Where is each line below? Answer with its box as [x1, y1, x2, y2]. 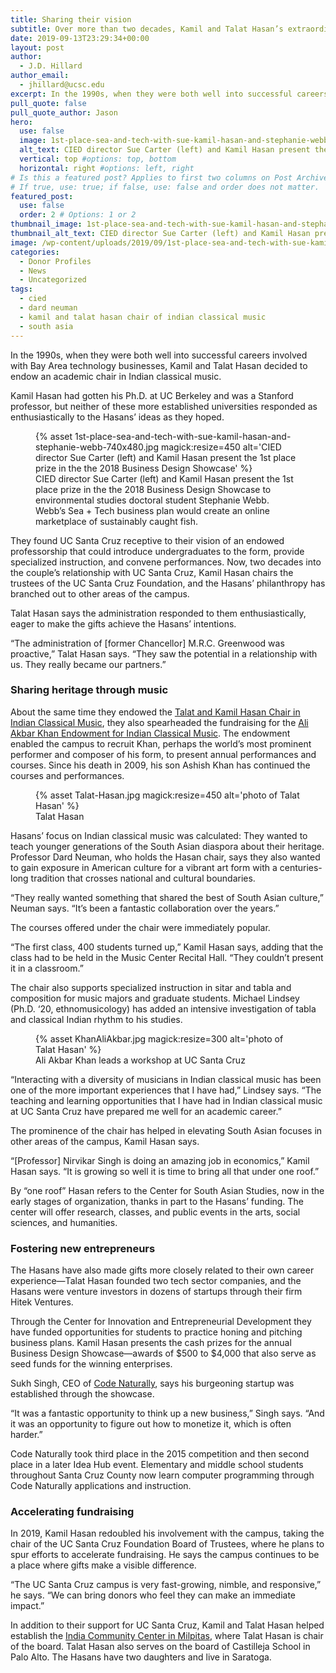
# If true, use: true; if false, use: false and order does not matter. [10, 182, 320, 192]
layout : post [10, 42, 65, 53]
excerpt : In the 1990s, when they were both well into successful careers [10, 89, 329, 99]
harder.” [10, 1429, 43, 1441]
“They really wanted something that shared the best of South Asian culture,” [10, 891, 324, 903]
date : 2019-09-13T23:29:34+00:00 [10, 33, 150, 43]
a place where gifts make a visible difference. [10, 1559, 197, 1571]
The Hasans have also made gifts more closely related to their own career [10, 1264, 315, 1276]
